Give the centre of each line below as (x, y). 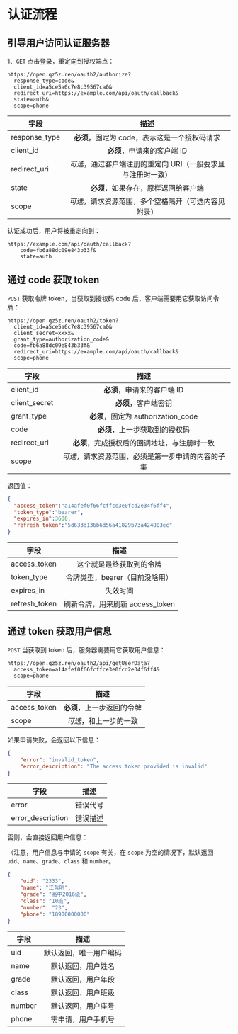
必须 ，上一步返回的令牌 (102, 708)
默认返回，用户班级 (83, 993)
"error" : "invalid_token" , (60, 760)
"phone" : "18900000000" (55, 914)
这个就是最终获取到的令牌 (119, 564)
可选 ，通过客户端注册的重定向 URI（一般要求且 (147, 164)
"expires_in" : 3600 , (42, 519)
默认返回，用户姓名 (83, 966)
